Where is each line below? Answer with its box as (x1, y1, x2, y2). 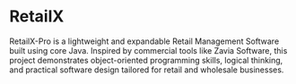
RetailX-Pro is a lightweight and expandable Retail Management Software (9, 36, 280, 46)
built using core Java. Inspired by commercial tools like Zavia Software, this (9, 45, 288, 55)
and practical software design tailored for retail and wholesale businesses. (9, 64, 284, 75)
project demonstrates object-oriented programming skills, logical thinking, (9, 55, 283, 65)
